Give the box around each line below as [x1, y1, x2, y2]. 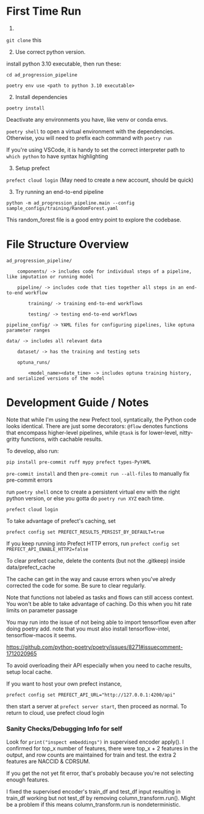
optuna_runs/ [17, 359, 51, 365]
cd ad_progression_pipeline [6, 72, 78, 78]
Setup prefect [15, 164, 50, 172]
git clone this [6, 36, 42, 43]
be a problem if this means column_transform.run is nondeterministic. [6, 801, 181, 808]
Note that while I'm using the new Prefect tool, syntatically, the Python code [6, 416, 197, 423]
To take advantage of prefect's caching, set [6, 517, 116, 524]
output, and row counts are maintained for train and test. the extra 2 [6, 751, 177, 759]
